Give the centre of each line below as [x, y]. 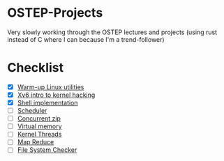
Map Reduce [36, 142]
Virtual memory [39, 126]
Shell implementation [47, 103]
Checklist [36, 68]
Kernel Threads [39, 135]
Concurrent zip [39, 118]
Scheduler [32, 111]
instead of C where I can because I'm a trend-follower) [86, 39]
